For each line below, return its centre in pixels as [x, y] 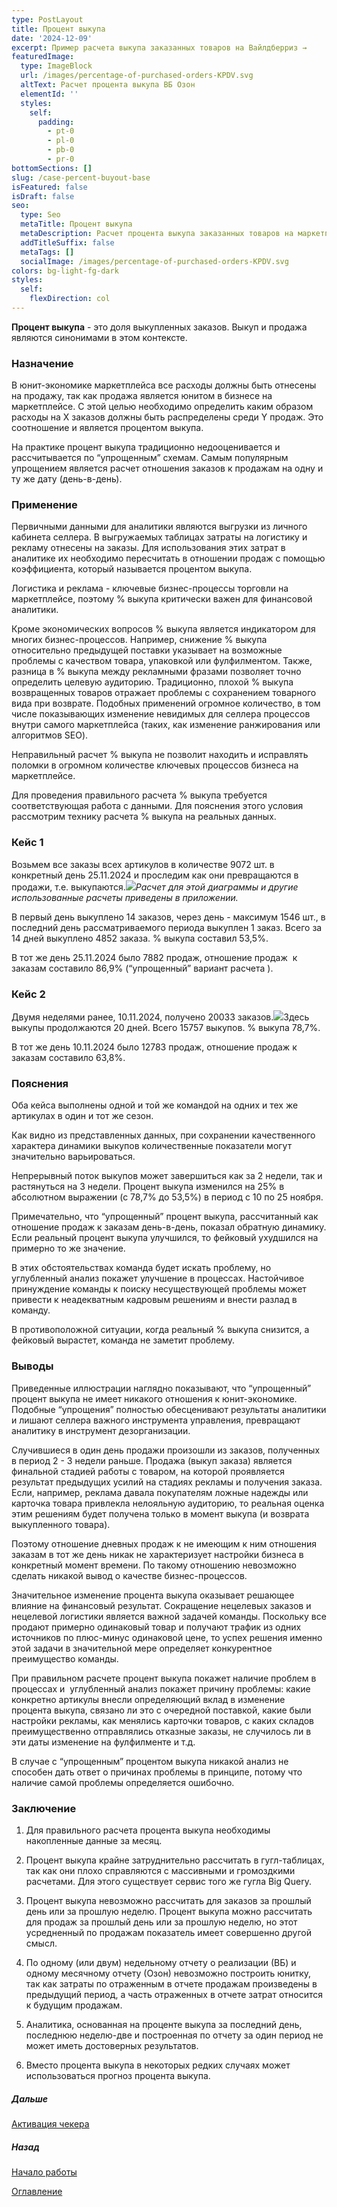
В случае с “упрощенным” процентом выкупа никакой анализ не [150, 1761]
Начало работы [44, 2172]
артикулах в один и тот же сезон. [82, 1116]
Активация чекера [50, 2123]
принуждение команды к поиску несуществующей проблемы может [159, 1289]
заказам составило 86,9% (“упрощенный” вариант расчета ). [142, 968]
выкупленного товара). [61, 1524]
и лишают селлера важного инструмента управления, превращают [156, 1420]
